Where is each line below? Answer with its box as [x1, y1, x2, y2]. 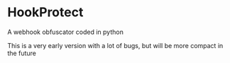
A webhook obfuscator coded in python [7, 28, 124, 36]
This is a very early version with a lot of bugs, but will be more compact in [7, 41, 224, 50]
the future [7, 49, 37, 57]
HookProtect [7, 4, 84, 21]
